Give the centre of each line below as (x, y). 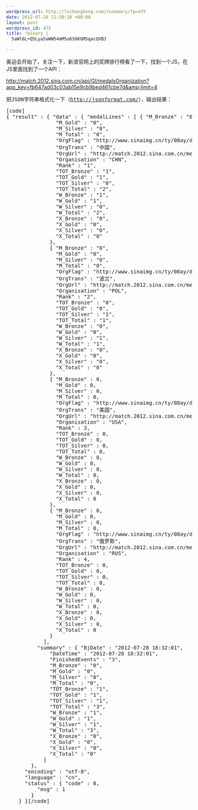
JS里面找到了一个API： (34, 69)
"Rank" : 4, (73, 559)
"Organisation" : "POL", (92, 291)
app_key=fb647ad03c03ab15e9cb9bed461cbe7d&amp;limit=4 (82, 87)
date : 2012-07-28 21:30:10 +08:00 (49, 17)
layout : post (22, 22)
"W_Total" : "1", (81, 344)
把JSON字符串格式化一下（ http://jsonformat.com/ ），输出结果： (89, 99)
